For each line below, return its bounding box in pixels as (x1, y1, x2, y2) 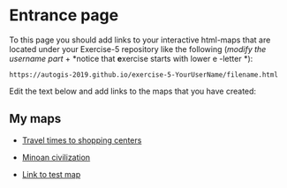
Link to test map (21, 169, 81, 179)
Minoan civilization (21, 152, 91, 162)
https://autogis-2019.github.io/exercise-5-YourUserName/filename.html (9, 70, 278, 79)
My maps (9, 111, 62, 126)
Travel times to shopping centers (21, 134, 142, 146)
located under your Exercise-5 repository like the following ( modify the (9, 43, 267, 54)
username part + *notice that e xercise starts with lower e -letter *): (9, 53, 253, 64)
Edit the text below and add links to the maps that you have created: (9, 86, 257, 96)
